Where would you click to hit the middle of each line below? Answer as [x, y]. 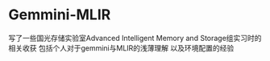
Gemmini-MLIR [60, 15]
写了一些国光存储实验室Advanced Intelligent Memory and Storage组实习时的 [135, 38]
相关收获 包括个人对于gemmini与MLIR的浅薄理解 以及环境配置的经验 [121, 48]
